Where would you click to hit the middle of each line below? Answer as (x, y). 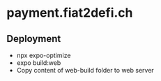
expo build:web (39, 63)
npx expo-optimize (44, 55)
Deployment (34, 39)
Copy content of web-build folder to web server (85, 70)
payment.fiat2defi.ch (70, 13)
